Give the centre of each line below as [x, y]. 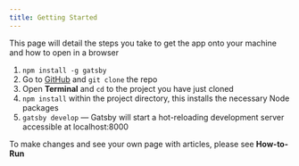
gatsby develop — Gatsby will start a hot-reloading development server [153, 117]
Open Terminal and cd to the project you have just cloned [128, 88]
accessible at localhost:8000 [75, 127]
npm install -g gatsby [64, 71]
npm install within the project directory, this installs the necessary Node [156, 98]
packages [41, 107]
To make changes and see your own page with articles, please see [132, 144]
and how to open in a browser [64, 52]
